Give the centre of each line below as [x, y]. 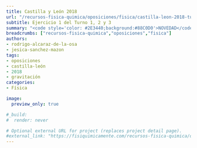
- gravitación [23, 77]
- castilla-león [26, 66]
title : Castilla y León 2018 [42, 11]
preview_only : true [35, 104]
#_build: [17, 115]
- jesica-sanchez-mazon [35, 50]
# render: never [27, 120]
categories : [21, 83]
